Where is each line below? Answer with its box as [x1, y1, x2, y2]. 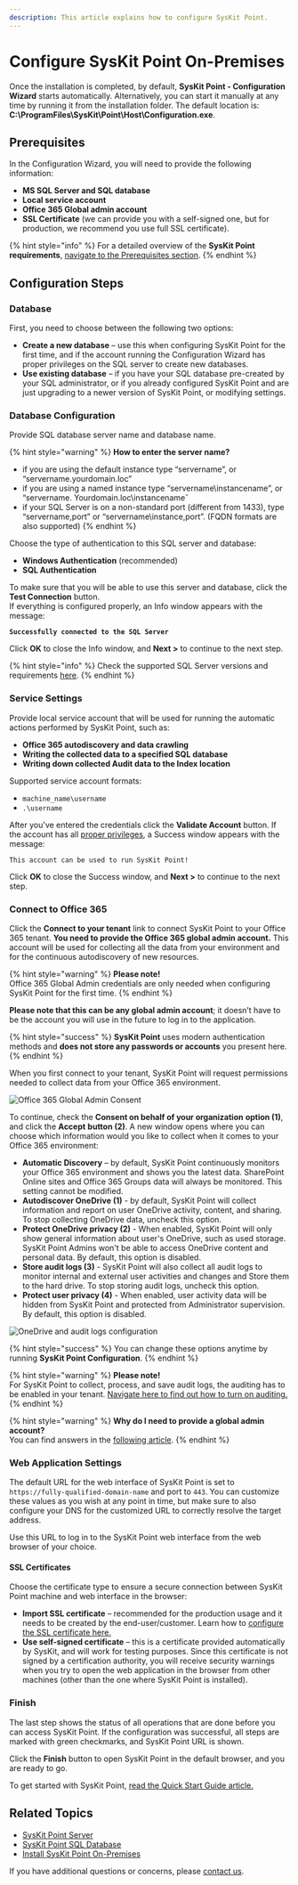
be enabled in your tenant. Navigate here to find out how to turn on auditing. [9, 1388, 288, 1399]
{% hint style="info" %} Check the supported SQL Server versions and [9, 661, 269, 671]
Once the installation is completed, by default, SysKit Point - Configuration [9, 81, 286, 92]
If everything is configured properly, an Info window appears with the [9, 601, 263, 612]
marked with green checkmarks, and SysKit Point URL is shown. [9, 1735, 245, 1746]
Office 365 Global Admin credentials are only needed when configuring [9, 978, 271, 988]
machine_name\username [21, 794, 107, 803]
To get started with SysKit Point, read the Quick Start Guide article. [9, 1780, 254, 1791]
